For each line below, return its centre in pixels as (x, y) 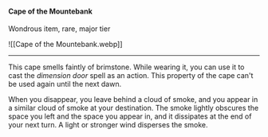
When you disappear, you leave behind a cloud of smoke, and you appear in (133, 100)
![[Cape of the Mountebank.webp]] (65, 45)
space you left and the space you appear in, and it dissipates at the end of (130, 116)
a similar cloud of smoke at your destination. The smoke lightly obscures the (134, 108)
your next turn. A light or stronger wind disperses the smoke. (108, 125)
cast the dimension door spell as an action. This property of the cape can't (131, 76)
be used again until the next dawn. (65, 84)
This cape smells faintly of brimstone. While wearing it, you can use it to (126, 67)
